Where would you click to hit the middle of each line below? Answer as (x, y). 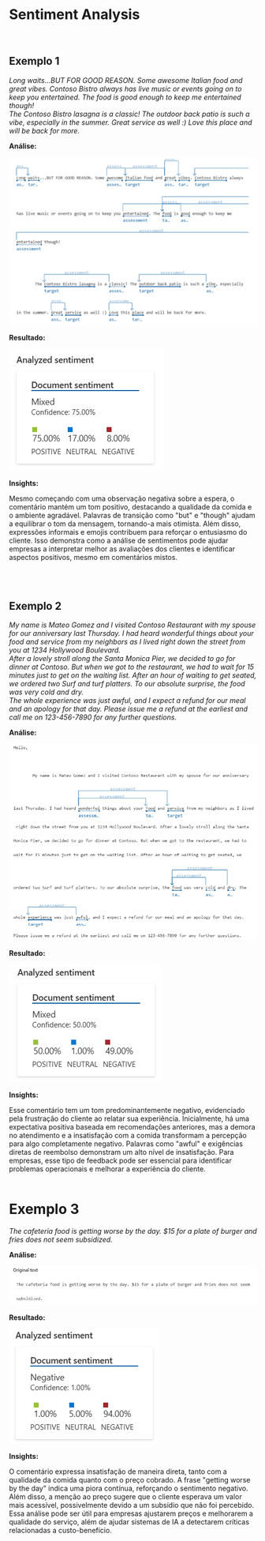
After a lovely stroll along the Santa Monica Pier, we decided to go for (122, 659)
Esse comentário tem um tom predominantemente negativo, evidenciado (127, 1111)
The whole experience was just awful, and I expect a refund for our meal (127, 701)
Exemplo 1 (34, 61)
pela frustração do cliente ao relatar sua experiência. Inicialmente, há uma (129, 1118)
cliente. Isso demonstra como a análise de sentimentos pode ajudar (119, 541)
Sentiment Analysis (75, 15)
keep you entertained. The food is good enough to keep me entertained (125, 97)
